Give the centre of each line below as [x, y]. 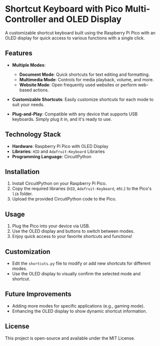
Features [19, 53]
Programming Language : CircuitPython [52, 156]
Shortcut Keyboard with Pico [64, 9]
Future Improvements [38, 294]
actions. [41, 90]
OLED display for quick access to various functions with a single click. [75, 38]
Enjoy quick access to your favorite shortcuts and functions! [72, 237]
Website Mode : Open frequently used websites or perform [78, 85]
